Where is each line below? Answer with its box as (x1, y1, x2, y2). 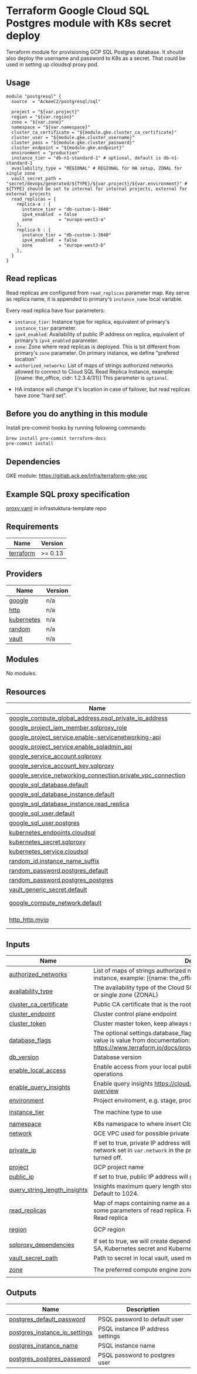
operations (93, 1070, 123, 1078)
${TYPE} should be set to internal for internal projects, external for (6, 186, 188, 192)
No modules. (6, 670, 37, 677)
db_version (9, 1053, 39, 1061)
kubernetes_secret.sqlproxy (9, 838, 86, 846)
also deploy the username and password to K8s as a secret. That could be (6, 55, 186, 62)
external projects (6, 191, 51, 197)
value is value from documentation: (93, 1036, 191, 1044)
